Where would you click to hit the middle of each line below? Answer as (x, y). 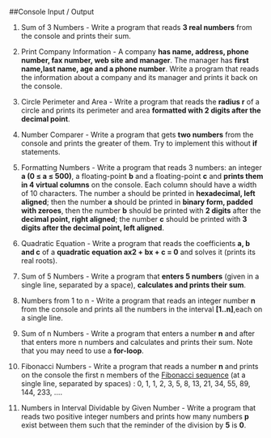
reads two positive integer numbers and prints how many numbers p (135, 417)
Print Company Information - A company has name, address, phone (135, 51)
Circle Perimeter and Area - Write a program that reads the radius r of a (140, 102)
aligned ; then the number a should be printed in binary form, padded (137, 202)
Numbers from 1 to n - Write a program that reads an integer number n (138, 300)
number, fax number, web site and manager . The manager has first (135, 60)
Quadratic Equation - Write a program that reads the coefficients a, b (135, 243)
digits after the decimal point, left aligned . (93, 228)
